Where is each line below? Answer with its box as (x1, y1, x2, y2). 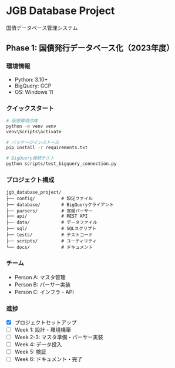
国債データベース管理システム (6, 24, 78, 31)
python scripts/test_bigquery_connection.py (6, 161, 117, 167)
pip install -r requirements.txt (6, 145, 88, 151)
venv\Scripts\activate (6, 129, 62, 134)
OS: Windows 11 (14, 88, 53, 95)
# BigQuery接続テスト (6, 156, 55, 161)
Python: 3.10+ (14, 76, 48, 83)
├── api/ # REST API (6, 213, 88, 220)
